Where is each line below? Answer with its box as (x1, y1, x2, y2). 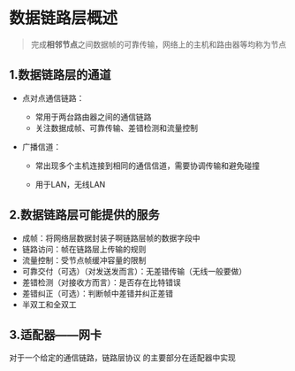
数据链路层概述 (9, 8, 118, 28)
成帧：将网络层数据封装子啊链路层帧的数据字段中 (21, 232, 200, 243)
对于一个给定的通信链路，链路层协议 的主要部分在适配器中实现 (9, 352, 236, 363)
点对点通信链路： (21, 92, 85, 103)
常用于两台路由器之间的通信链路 (34, 112, 152, 122)
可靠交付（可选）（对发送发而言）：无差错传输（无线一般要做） (21, 266, 247, 276)
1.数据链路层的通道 (9, 67, 112, 82)
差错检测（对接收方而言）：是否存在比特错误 (21, 276, 181, 288)
